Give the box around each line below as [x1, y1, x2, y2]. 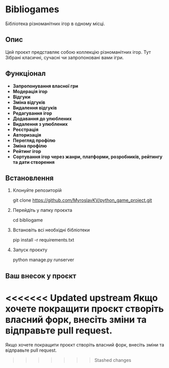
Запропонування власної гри [12, 83, 78, 89]
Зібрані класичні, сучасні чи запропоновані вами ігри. [5, 54, 124, 60]
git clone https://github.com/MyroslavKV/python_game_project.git [12, 197, 152, 203]
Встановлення [5, 174, 54, 182]
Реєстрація [12, 126, 38, 133]
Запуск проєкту [12, 247, 48, 253]
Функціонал [5, 69, 46, 78]
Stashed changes [94, 357, 132, 363]
